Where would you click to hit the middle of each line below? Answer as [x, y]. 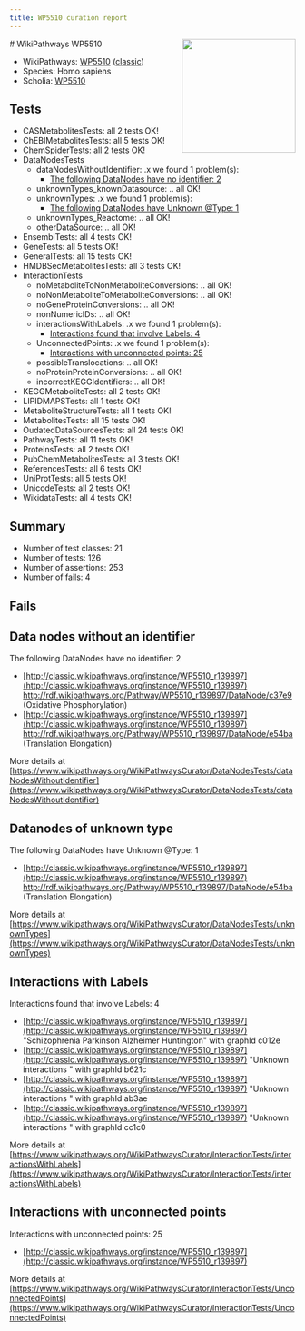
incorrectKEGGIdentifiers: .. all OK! [101, 382]
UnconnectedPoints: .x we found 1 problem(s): [123, 343]
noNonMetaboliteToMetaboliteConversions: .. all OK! [134, 295]
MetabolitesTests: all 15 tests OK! [84, 421]
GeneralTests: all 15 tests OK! [77, 256]
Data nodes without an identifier [103, 637]
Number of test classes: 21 [72, 548]
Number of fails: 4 [56, 577]
